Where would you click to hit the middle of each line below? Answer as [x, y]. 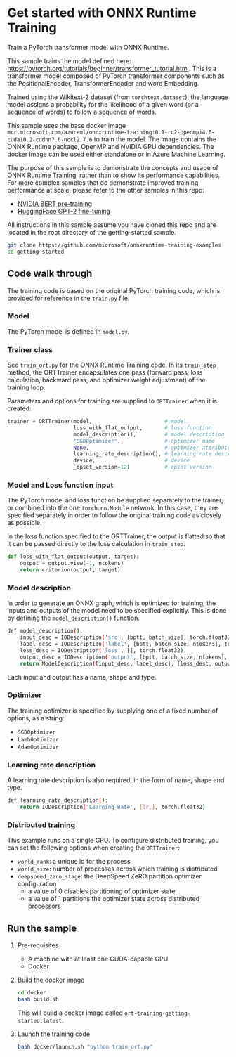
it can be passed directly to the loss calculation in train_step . [96, 544]
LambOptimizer [38, 739]
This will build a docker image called [70, 1013]
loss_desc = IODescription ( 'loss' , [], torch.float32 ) [102, 650]
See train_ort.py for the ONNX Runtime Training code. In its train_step [112, 365]
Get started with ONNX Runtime [102, 13]
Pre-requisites [38, 945]
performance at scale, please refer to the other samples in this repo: [106, 190]
